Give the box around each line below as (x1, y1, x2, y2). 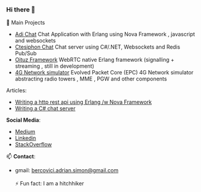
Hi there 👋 (6, 5, 36, 14)
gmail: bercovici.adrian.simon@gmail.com (14, 167, 119, 174)
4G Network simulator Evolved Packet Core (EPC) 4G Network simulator (14, 69, 194, 76)
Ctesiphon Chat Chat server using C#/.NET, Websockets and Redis (14, 43, 181, 50)
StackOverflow (14, 141, 52, 148)
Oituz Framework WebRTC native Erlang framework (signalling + (14, 56, 175, 64)
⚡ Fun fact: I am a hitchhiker (14, 180, 84, 187)
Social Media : (6, 116, 41, 124)
